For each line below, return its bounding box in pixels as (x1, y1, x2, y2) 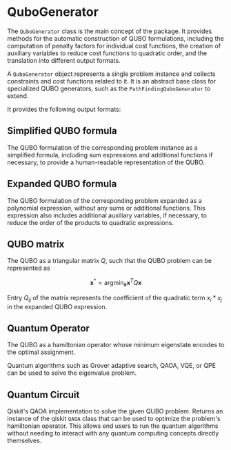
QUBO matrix (7, 238, 65, 250)
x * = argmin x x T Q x (90, 277, 142, 288)
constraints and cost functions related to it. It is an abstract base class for (7, 77, 216, 85)
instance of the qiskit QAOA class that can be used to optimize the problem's (7, 415, 221, 423)
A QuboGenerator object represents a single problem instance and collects (7, 70, 216, 78)
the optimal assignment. (7, 348, 76, 356)
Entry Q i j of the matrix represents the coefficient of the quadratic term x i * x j (7, 293, 223, 304)
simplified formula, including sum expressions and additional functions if (7, 150, 213, 159)
